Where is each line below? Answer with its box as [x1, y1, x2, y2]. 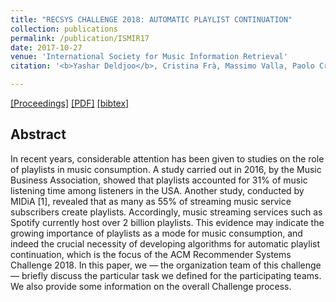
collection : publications [10, 24, 118, 34]
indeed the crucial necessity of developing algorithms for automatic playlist [10, 237, 321, 250]
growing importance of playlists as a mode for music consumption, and [10, 227, 303, 239]
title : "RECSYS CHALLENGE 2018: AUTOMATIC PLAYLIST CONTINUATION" [10, 14, 293, 25]
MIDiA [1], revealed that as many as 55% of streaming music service [10, 195, 292, 207]
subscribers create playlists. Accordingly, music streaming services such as [10, 206, 323, 218]
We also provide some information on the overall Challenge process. [10, 280, 292, 292]
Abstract [10, 126, 67, 143]
